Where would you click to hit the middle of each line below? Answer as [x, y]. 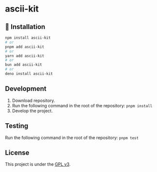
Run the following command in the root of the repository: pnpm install [82, 105]
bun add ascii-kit [24, 65]
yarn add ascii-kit [25, 56]
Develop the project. [32, 111]
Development [26, 89]
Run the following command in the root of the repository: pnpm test [72, 137]
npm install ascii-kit [28, 38]
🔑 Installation [25, 27]
